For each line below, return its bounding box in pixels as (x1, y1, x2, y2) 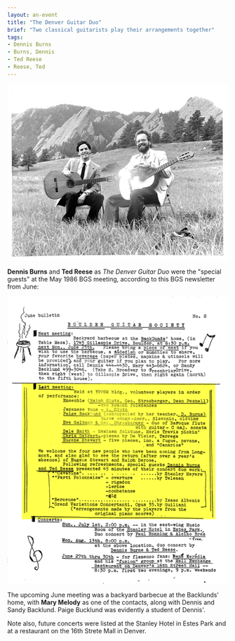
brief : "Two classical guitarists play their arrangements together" (7, 26, 215, 33)
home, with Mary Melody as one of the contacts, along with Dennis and (7, 598, 215, 607)
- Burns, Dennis (7, 49, 55, 56)
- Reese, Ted (7, 63, 46, 70)
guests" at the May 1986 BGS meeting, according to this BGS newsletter (7, 275, 215, 284)
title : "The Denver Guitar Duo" (7, 18, 102, 26)
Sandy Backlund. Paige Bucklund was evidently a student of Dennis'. (7, 605, 206, 614)
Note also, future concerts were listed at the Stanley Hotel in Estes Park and (7, 619, 227, 628)
